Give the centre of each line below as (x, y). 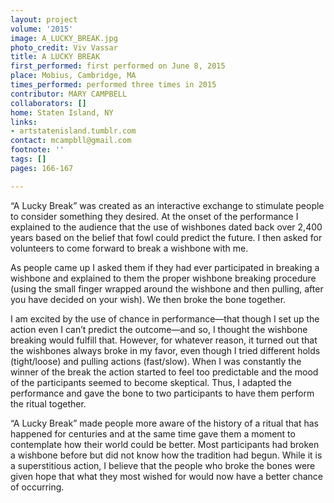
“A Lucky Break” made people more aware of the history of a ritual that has (164, 423)
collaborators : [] (48, 103)
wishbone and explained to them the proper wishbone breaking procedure (163, 278)
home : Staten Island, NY (62, 112)
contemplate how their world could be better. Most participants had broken (165, 444)
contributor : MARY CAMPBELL (69, 94)
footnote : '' (37, 150)
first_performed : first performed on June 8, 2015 (118, 66)
